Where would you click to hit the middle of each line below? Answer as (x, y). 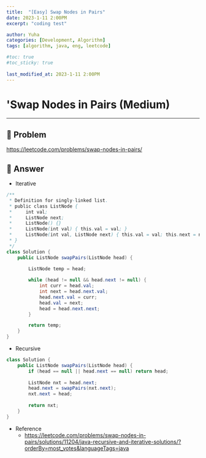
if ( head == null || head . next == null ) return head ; (98, 371)
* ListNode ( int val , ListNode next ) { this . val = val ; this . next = (102, 235)
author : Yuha (23, 34)
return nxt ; (44, 406)
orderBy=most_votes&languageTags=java (77, 448)
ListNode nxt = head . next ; (63, 382)
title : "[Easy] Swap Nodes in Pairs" (56, 12)
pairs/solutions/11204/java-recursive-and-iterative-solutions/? (103, 441)
